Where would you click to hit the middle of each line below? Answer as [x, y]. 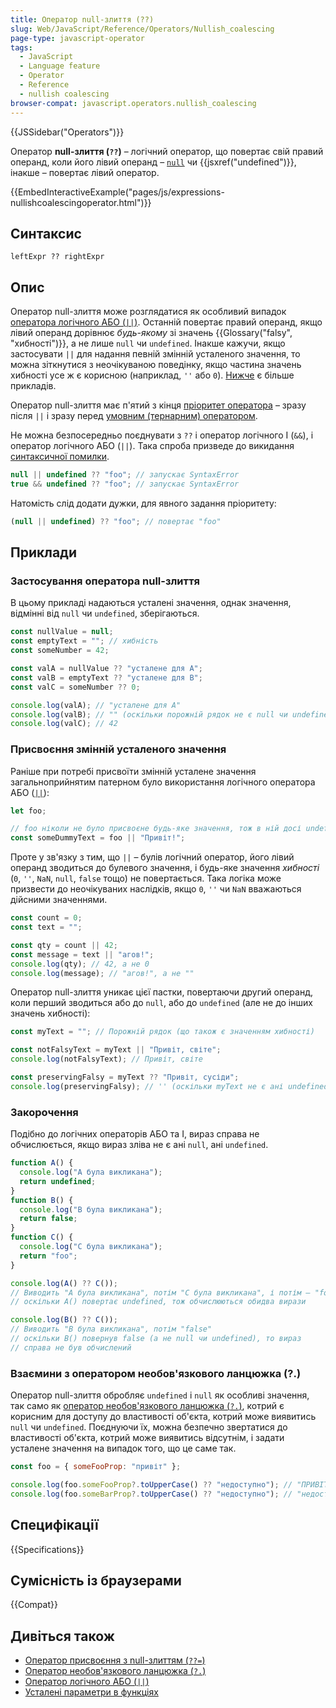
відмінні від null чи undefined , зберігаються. [105, 613]
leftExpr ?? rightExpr [57, 257]
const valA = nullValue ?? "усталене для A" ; [106, 669]
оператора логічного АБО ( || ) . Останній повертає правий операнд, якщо [166, 322]
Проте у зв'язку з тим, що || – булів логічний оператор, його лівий [152, 857]
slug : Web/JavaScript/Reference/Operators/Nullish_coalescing [142, 29]
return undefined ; [58, 1181]
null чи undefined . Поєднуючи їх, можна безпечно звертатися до [149, 1427]
